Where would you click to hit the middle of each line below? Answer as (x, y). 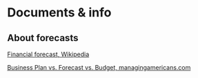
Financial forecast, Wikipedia (48, 54)
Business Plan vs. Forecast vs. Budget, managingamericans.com (99, 67)
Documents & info (59, 13)
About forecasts (43, 38)
